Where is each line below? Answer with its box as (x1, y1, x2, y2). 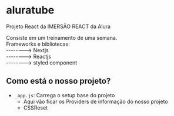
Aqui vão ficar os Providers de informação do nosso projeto (23, 98, 169, 105)
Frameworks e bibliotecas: (6, 40, 71, 47)
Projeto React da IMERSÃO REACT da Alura (6, 23, 111, 30)
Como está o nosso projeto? (6, 76, 111, 86)
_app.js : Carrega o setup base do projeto (14, 91, 115, 98)
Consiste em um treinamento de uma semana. (6, 34, 118, 41)
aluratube (6, 4, 55, 17)
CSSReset (23, 104, 48, 111)
